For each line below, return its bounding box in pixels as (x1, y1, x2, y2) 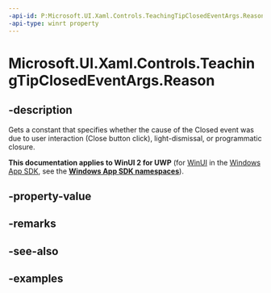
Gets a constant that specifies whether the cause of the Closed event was (8, 124, 254, 134)
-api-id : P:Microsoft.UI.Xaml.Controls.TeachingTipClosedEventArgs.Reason (8, 11, 265, 20)
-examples (8, 272, 64, 286)
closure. (8, 142, 35, 152)
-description (8, 103, 73, 117)
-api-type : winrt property (8, 19, 99, 27)
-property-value (8, 189, 92, 203)
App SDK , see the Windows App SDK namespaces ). (8, 166, 184, 176)
